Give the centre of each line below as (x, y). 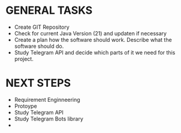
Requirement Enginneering (47, 99)
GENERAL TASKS (49, 10)
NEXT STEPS (38, 83)
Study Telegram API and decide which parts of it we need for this (95, 52)
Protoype (25, 106)
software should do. (39, 46)
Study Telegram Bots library (49, 119)
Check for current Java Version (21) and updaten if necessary (90, 33)
